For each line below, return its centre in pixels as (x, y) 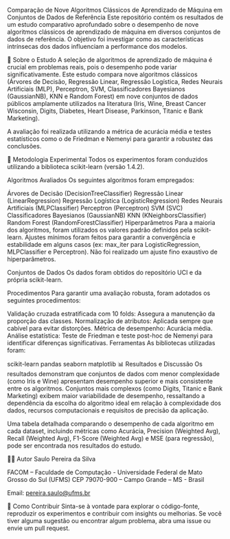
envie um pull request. (38, 528)
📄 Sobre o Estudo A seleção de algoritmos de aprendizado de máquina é (110, 60)
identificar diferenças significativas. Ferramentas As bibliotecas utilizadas (111, 343)
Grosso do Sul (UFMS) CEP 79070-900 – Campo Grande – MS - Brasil (106, 480)
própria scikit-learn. (35, 280)
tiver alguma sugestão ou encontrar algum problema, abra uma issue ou (109, 521)
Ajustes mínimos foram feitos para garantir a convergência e (110, 237)
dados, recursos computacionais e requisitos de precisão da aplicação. (108, 410)
